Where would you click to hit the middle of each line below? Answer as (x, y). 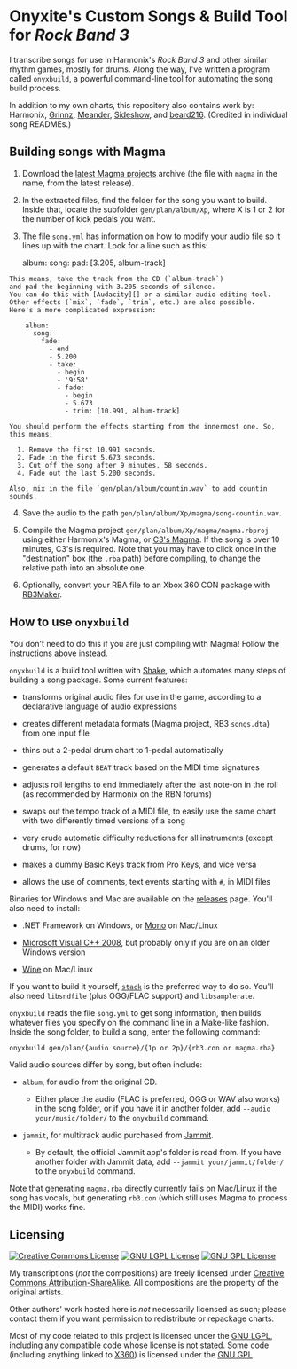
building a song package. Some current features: (98, 680)
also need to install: (45, 908)
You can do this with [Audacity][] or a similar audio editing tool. (141, 295)
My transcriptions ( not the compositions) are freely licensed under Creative (147, 1273)
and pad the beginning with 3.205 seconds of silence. (113, 287)
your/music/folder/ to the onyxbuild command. (122, 1117)
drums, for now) (51, 847)
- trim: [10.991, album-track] (122, 411)
